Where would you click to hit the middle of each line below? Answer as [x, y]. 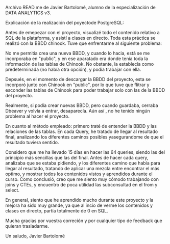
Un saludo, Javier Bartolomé [35, 236]
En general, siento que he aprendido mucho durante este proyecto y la [79, 200]
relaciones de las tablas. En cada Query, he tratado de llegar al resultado [82, 131]
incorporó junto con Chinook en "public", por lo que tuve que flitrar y [77, 85]
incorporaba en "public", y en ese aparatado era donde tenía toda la [77, 59]
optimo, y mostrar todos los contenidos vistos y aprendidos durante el [79, 174]
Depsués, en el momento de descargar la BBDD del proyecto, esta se [78, 79]
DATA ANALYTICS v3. [28, 13]
